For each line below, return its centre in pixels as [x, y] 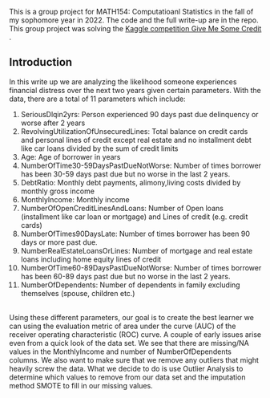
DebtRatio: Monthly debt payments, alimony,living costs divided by [131, 182]
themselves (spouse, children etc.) [78, 293]
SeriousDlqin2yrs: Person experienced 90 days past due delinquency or [139, 114]
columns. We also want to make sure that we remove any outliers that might [134, 359]
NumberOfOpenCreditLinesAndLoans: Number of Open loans [122, 208]
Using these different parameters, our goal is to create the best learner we [132, 317]
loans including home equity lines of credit [91, 259]
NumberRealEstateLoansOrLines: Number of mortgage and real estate [137, 250]
